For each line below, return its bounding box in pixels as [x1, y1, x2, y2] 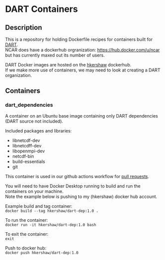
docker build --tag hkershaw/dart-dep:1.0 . [5, 208, 99, 213]
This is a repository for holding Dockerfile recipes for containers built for [5, 36, 153, 42]
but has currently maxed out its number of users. [5, 52, 105, 58]
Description [5, 23, 42, 32]
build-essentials [12, 158, 46, 164]
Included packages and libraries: [5, 128, 72, 133]
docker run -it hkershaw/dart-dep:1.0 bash [5, 222, 97, 227]
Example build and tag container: [5, 203, 73, 209]
